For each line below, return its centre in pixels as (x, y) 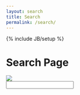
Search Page (37, 62)
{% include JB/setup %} (35, 39)
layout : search (25, 11)
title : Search (23, 17)
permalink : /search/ (31, 22)
